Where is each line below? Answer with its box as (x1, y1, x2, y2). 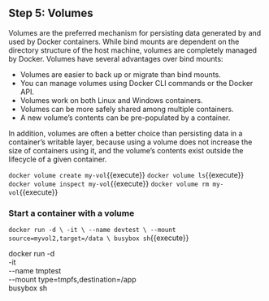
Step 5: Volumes (8, 6, 93, 20)
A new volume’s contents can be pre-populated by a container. (20, 113, 231, 123)
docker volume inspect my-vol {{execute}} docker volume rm (8, 178, 210, 188)
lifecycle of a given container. (8, 154, 107, 164)
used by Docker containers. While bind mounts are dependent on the (8, 37, 240, 46)
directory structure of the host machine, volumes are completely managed (8, 45, 258, 55)
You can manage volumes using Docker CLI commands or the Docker (20, 78, 254, 88)
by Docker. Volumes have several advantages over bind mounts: (8, 54, 223, 63)
